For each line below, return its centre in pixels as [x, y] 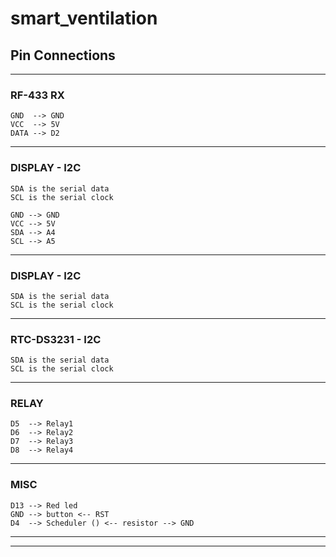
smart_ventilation [84, 18]
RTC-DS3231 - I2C [56, 339]
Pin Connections [63, 55]
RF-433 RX [37, 95]
